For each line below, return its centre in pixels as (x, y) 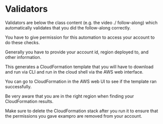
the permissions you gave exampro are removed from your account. (74, 116)
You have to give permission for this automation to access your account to (80, 37)
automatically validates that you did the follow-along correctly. (68, 27)
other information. (23, 57)
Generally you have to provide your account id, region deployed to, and (77, 52)
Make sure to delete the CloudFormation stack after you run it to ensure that (81, 111)
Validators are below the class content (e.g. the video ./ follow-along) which (81, 23)
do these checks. (23, 42)
